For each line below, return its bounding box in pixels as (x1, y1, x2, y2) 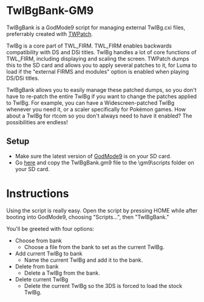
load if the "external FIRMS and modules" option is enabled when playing (6, 68, 189, 75)
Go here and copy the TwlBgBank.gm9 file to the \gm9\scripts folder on (15, 159, 194, 166)
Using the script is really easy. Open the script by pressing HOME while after (6, 206, 198, 214)
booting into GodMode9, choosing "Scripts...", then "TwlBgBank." (6, 213, 169, 220)
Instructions (6, 186, 69, 200)
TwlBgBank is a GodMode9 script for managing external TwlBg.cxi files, (6, 24, 185, 31)
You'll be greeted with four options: (6, 225, 95, 232)
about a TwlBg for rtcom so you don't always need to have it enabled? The (6, 112, 192, 119)
